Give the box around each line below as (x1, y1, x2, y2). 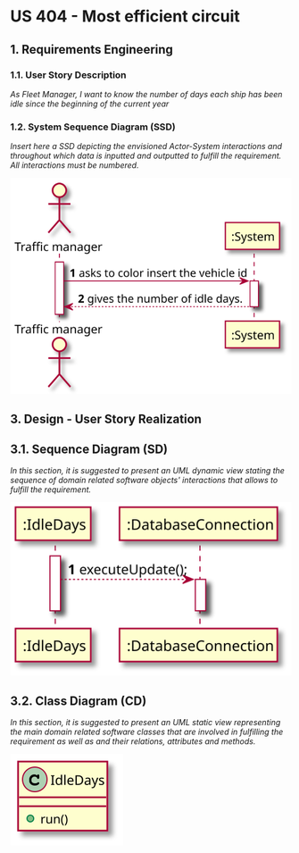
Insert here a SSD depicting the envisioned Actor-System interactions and (10, 141, 283, 152)
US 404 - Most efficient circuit (10, 6, 240, 27)
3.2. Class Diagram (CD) (10, 693, 147, 708)
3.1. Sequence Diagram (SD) (10, 442, 169, 457)
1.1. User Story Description (10, 69, 128, 81)
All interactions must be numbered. (10, 160, 139, 171)
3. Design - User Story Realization (10, 411, 202, 426)
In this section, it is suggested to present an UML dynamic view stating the (10, 465, 285, 476)
